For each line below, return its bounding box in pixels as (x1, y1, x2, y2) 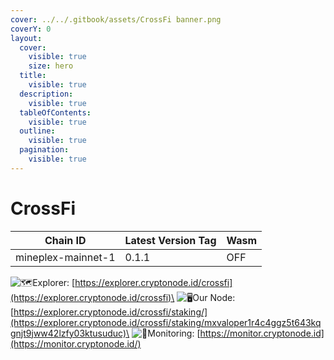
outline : (19, 126, 56, 136)
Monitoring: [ (147, 327, 201, 339)
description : (19, 89, 74, 99)
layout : (10, 33, 43, 43)
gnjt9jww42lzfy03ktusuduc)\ (10, 327, 130, 339)
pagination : (19, 145, 70, 155)
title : (19, 71, 47, 81)
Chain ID (44, 233, 87, 247)
